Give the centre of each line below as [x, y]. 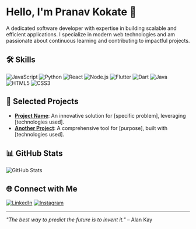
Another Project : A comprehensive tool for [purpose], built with [91, 128]
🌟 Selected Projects [42, 102]
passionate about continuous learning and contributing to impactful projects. [98, 40]
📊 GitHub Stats [34, 153]
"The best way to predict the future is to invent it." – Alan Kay [79, 220]
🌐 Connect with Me [42, 189]
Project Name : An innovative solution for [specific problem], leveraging [100, 115]
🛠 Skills [21, 60]
